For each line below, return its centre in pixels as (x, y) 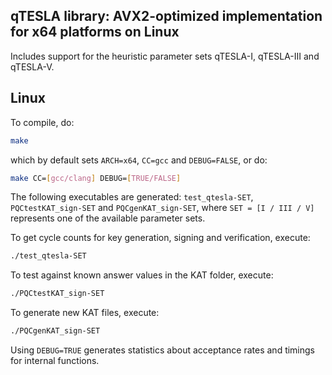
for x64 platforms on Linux (95, 32)
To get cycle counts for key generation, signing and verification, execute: (160, 238)
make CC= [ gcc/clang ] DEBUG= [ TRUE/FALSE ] (96, 178)
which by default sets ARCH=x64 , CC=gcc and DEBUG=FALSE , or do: (139, 160)
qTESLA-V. (32, 66)
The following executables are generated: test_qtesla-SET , (132, 197)
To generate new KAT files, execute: (85, 313)
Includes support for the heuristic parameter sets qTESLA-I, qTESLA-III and (165, 56)
